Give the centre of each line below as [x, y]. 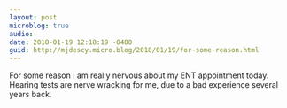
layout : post [33, 17]
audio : [21, 34]
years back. [31, 95]
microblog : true [39, 26]
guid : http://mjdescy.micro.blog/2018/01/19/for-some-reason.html [134, 50]
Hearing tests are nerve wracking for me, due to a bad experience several [144, 85]
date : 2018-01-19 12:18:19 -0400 [71, 42]
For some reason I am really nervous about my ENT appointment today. [139, 75]
